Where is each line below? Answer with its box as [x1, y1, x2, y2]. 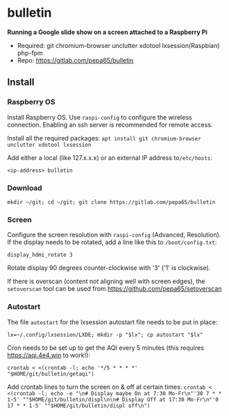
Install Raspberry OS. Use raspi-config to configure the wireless [7, 113, 192, 121]
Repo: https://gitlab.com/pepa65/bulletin [17, 56, 134, 64]
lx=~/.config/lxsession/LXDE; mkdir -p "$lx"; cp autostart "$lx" [7, 331, 203, 338]
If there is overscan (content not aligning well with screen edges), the [7, 277, 206, 286]
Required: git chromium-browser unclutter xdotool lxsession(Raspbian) [17, 41, 220, 49]
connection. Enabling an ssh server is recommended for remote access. [7, 120, 213, 129]
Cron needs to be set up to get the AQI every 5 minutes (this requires [7, 343, 205, 352]
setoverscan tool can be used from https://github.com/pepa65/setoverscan [7, 285, 222, 293]
